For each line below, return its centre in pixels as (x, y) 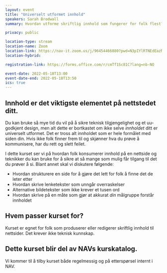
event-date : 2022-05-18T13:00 (37, 73)
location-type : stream (29, 42)
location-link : (21, 51)
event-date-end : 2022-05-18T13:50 (41, 78)
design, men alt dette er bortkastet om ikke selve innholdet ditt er (91, 128)
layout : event (20, 10)
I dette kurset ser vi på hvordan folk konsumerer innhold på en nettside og (81, 153)
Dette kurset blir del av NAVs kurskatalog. (71, 249)
